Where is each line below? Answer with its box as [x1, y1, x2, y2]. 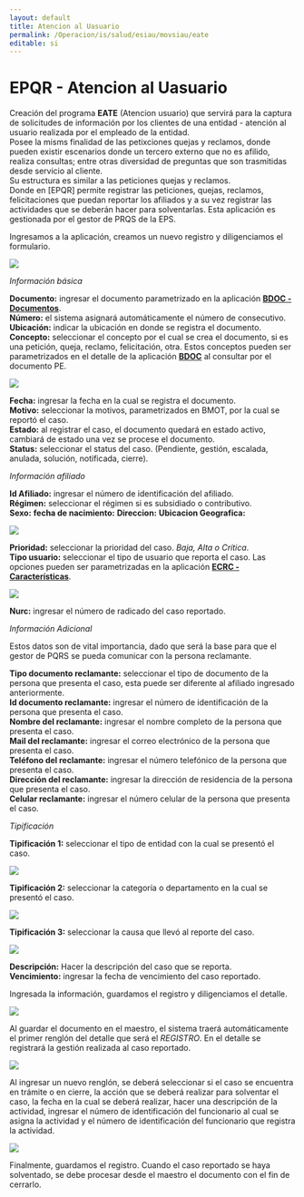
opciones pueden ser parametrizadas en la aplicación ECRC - [9, 562, 240, 573]
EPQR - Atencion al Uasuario [9, 78, 229, 98]
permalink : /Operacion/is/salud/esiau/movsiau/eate [9, 30, 209, 39]
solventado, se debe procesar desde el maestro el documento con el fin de [9, 1170, 290, 1181]
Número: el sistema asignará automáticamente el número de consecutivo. [9, 312, 287, 323]
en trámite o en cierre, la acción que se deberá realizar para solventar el [9, 1086, 279, 1098]
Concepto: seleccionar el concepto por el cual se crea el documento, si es [9, 332, 289, 343]
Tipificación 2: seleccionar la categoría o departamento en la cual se [9, 882, 269, 894]
